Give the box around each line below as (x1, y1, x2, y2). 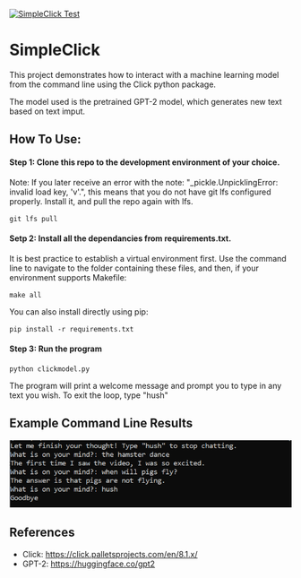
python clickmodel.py (9, 364, 90, 374)
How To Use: (9, 132, 82, 147)
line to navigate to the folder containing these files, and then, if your (9, 263, 260, 273)
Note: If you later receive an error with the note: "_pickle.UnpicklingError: (9, 177, 279, 187)
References (9, 525, 75, 540)
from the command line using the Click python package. (9, 79, 217, 90)
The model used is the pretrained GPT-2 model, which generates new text (9, 96, 282, 107)
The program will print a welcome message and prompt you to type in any (9, 380, 282, 391)
